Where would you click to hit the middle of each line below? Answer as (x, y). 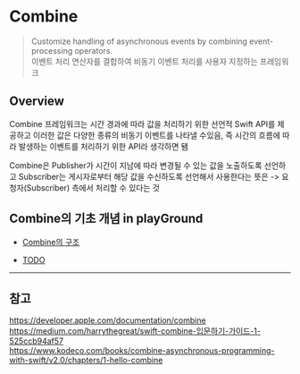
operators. (94, 50)
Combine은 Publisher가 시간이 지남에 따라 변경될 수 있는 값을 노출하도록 (136, 165)
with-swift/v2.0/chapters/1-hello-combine (86, 361)
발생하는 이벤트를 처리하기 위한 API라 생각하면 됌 (104, 146)
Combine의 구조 (51, 242)
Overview (37, 102)
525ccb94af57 (37, 341)
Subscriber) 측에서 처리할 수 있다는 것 (93, 187)
